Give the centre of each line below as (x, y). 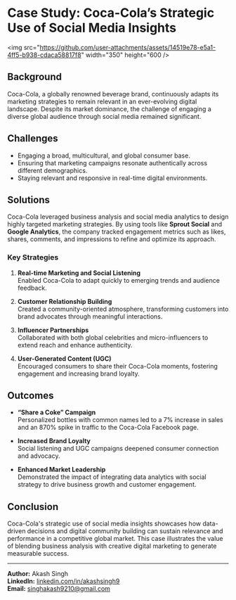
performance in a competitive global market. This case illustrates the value (115, 539)
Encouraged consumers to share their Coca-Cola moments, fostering (117, 366)
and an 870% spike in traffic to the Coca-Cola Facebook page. (108, 428)
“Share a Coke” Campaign (57, 412)
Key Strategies (33, 257)
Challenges (33, 139)
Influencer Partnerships (53, 330)
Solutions (29, 199)
